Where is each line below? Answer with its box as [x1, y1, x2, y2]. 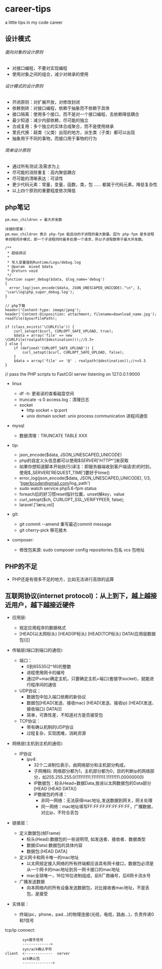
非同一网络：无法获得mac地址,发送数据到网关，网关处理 [41, 797, 153, 803]
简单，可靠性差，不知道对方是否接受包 [26, 712, 103, 718]
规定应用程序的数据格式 [19, 625, 66, 631]
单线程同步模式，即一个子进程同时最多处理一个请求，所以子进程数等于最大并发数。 [5, 237, 146, 242]
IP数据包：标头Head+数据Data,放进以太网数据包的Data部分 [33, 780, 151, 786]
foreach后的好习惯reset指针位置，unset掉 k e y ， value [19, 491, 125, 497]
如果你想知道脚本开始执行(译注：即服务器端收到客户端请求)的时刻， [19, 463, 154, 469]
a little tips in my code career [5, 19, 63, 25]
